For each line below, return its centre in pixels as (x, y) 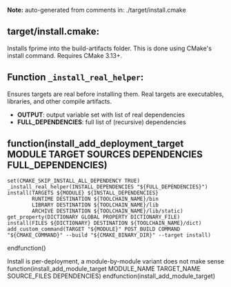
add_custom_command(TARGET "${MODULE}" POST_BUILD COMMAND (94, 229)
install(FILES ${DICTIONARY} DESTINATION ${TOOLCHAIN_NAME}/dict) (104, 224)
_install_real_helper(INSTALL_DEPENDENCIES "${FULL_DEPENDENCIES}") (108, 187)
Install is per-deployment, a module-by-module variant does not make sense (116, 261)
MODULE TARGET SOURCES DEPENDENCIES (105, 155)
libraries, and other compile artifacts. (60, 101)
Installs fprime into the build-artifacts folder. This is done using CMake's (110, 48)
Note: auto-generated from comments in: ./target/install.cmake (97, 10)
